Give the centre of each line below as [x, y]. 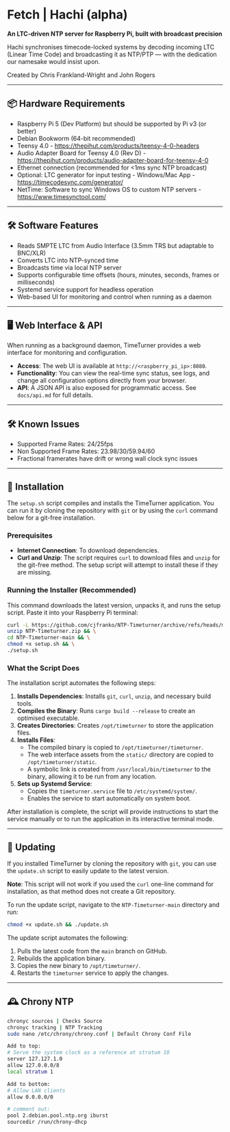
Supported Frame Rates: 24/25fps [65, 444]
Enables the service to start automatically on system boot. [109, 798]
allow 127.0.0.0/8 [33, 1065]
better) [27, 131]
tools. [25, 704]
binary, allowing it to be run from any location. [92, 776]
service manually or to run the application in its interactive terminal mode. [111, 819]
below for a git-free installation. [51, 518]
